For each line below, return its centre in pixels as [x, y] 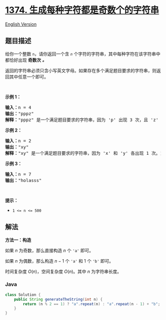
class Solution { [23, 295]
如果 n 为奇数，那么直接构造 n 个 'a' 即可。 [49, 250]
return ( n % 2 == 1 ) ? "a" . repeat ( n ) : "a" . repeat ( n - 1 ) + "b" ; [92, 304]
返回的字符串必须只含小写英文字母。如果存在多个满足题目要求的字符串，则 [81, 70]
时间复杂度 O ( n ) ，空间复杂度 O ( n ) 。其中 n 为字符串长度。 [63, 271]
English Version [21, 24]
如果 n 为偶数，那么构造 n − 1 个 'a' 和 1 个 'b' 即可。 [59, 261]
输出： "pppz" [20, 114]
